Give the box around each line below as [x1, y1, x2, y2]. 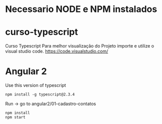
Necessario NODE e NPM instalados [5, 3, 157, 15]
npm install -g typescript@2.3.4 [5, 92, 75, 97]
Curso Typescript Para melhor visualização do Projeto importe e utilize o [5, 43, 154, 49]
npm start [5, 115, 26, 120]
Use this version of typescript [5, 82, 66, 88]
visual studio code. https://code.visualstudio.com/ [5, 48, 108, 54]
